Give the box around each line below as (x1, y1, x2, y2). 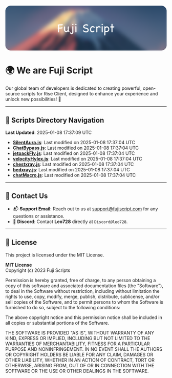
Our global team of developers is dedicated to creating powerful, (5, 85, 142, 91)
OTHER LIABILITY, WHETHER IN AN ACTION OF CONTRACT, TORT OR (5, 357, 155, 363)
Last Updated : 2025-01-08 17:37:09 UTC (5, 129, 92, 136)
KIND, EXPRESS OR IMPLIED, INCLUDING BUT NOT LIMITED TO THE (5, 335, 150, 341)
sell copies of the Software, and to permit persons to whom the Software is (5, 299, 164, 305)
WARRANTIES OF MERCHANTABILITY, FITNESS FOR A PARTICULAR (5, 341, 150, 347)
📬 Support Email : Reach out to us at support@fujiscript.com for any (12, 206, 158, 212)
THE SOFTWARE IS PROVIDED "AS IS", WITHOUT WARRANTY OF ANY (5, 329, 155, 336)
